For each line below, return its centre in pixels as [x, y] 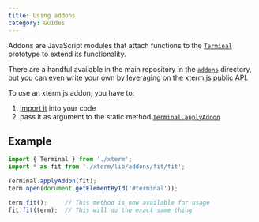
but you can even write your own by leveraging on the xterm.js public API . [128, 77]
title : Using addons [42, 15]
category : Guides [37, 23]
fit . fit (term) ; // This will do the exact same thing [100, 210]
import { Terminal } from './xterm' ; [70, 160]
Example [30, 141]
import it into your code [58, 108]
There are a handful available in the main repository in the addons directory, [130, 69]
